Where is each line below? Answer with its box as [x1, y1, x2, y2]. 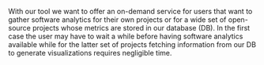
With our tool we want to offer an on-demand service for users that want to [8, 7, 253, 16]
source [8, 23, 32, 32]
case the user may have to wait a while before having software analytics [8, 31, 243, 41]
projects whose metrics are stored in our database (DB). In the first [32, 23, 251, 32]
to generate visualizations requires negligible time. [8, 49, 172, 57]
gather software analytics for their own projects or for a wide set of [8, 15, 227, 24]
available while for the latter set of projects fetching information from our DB [8, 40, 257, 49]
